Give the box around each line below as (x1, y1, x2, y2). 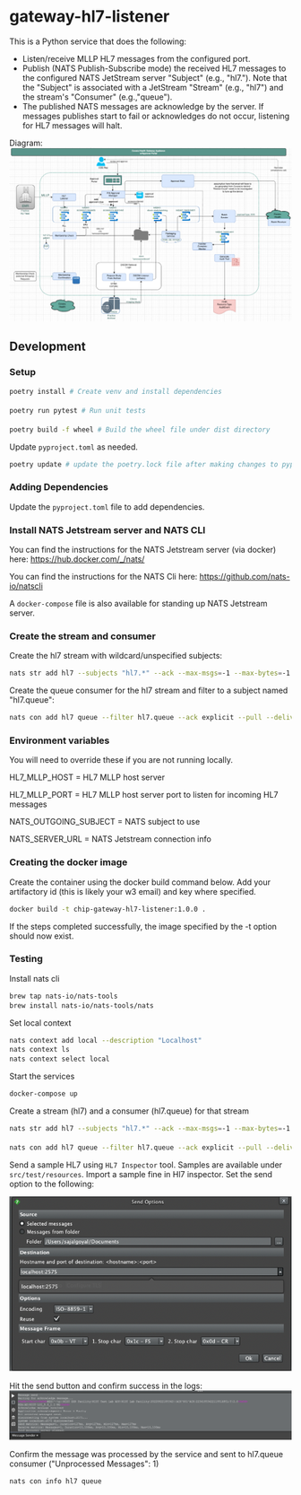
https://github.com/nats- (199, 572, 290, 582)
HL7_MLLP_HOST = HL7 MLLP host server (9, 772, 166, 782)
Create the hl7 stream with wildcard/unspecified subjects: (9, 651, 222, 661)
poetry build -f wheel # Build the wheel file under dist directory (9, 424, 271, 434)
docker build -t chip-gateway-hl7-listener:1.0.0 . (9, 905, 206, 914)
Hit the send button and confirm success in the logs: (9, 1380, 203, 1391)
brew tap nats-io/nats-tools (9, 992, 118, 1001)
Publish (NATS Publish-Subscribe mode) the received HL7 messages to (21, 63, 287, 74)
